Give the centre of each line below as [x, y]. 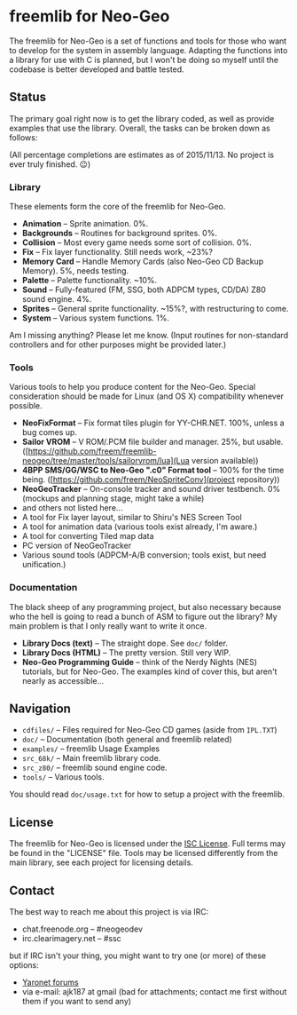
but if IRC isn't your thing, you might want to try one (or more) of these [138, 956]
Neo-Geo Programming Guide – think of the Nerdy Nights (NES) [140, 662]
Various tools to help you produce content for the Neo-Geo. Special [133, 387]
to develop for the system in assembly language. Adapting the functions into [148, 50]
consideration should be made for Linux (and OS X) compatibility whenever [147, 396]
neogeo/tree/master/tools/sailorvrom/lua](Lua [106, 461]
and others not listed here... [72, 508]
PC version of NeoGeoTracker [77, 546]
